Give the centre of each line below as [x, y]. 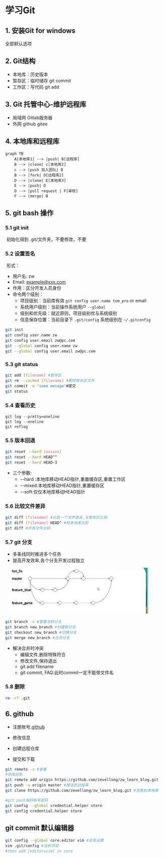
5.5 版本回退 [20, 440]
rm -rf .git [18, 698]
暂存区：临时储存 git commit [42, 80]
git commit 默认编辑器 [40, 828]
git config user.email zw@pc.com [40, 341]
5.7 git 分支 [19, 542]
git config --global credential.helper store [54, 805]
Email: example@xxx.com [39, 282]
